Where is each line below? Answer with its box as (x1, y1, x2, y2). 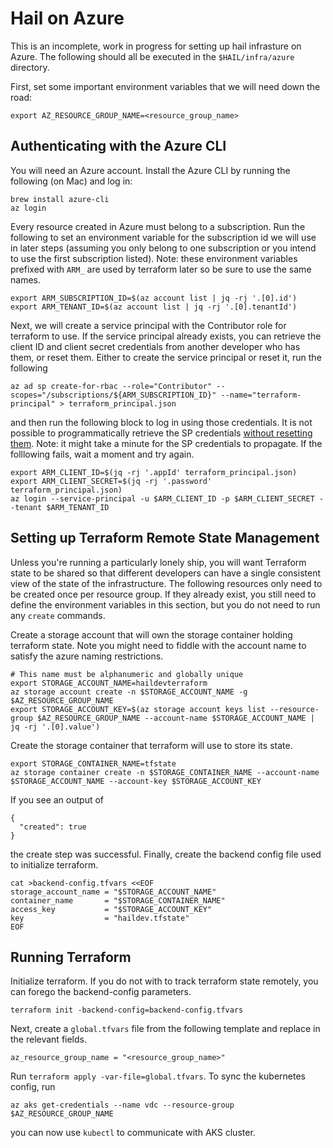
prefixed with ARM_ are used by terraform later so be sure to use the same (10, 263, 312, 275)
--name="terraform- (220, 390, 302, 400)
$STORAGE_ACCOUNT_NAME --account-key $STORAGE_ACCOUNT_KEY (10, 776, 262, 786)
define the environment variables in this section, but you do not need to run (10, 598, 321, 611)
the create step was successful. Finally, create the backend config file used (10, 848, 322, 860)
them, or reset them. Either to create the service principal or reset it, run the (10, 351, 322, 363)
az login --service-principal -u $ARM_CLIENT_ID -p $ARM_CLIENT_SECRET (10, 493, 315, 504)
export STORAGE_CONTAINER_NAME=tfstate (10, 758, 177, 769)
